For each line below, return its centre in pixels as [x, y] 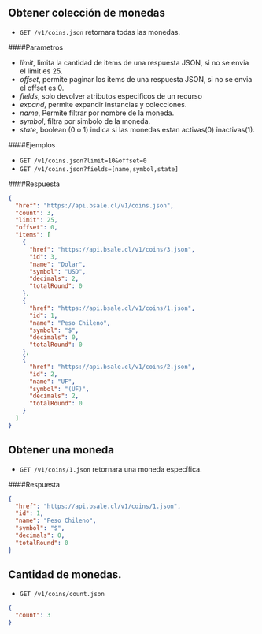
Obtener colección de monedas [87, 13]
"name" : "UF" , [52, 382]
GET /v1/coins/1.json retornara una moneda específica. [111, 469]
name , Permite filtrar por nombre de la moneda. [97, 113]
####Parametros [36, 47]
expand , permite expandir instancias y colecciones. [103, 104]
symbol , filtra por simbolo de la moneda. [85, 121]
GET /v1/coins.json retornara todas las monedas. [100, 32]
